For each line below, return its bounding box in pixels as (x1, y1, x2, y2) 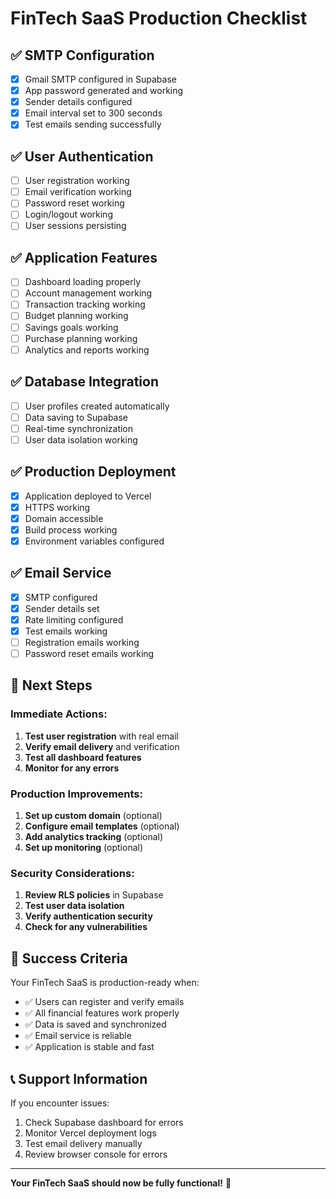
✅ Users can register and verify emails (24, 996, 185, 1008)
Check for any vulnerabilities (24, 921, 148, 933)
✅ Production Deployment (10, 463, 177, 481)
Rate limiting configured (24, 613, 124, 626)
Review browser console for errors (24, 1148, 168, 1160)
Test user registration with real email (24, 730, 179, 742)
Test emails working (24, 625, 108, 637)
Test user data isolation (24, 900, 125, 912)
